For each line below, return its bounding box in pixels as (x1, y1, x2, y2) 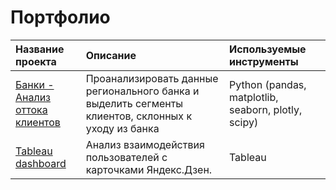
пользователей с (85, 150, 168, 164)
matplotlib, (228, 90, 279, 104)
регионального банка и (85, 84, 200, 98)
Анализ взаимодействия (85, 137, 205, 151)
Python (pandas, (228, 77, 307, 91)
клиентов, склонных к (85, 109, 193, 123)
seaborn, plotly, (228, 102, 303, 116)
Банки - (15, 77, 55, 91)
